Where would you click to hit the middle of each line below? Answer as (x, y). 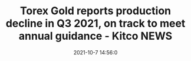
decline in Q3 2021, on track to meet (95, 23)
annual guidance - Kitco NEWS (95, 36)
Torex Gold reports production (95, 11)
